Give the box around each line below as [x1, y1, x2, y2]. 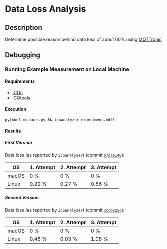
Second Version [5, 194, 39, 200]
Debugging [5, 51, 41, 59]
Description [5, 23, 42, 32]
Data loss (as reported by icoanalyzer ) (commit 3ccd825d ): [5, 207, 125, 213]
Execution [5, 106, 26, 112]
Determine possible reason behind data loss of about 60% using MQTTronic [5, 36, 162, 42]
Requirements [5, 78, 35, 84]
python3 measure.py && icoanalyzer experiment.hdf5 [5, 117, 115, 122]
